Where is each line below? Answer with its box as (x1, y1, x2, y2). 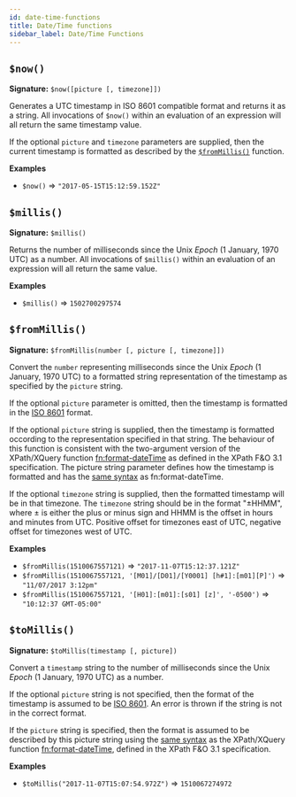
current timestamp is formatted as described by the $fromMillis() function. (9, 146, 285, 157)
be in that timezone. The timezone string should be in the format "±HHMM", (9, 498, 283, 508)
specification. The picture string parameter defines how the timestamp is (9, 461, 275, 472)
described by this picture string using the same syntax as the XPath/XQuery (9, 734, 285, 745)
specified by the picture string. (9, 380, 124, 391)
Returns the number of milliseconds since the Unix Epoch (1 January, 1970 (9, 244, 279, 255)
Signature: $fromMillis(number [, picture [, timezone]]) (9, 344, 225, 355)
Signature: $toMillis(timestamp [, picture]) (9, 645, 178, 655)
